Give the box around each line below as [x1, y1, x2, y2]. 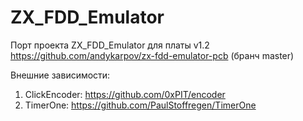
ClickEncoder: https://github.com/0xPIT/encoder [24, 88, 226, 100]
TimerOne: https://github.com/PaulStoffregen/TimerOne [24, 99, 257, 111]
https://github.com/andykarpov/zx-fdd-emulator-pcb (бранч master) [10, 49, 295, 61]
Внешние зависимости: [10, 69, 111, 81]
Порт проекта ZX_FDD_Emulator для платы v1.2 [10, 39, 210, 51]
